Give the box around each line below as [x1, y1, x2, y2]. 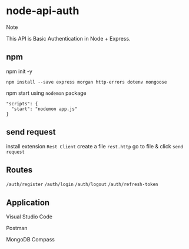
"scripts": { [6, 101, 38, 107]
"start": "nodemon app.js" [11, 106, 78, 112]
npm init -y [6, 68, 32, 75]
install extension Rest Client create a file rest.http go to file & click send [6, 142, 184, 150]
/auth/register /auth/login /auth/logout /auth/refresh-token [6, 181, 158, 188]
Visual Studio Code [6, 213, 53, 220]
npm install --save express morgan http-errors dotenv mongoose [6, 79, 167, 85]
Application [6, 197, 50, 207]
